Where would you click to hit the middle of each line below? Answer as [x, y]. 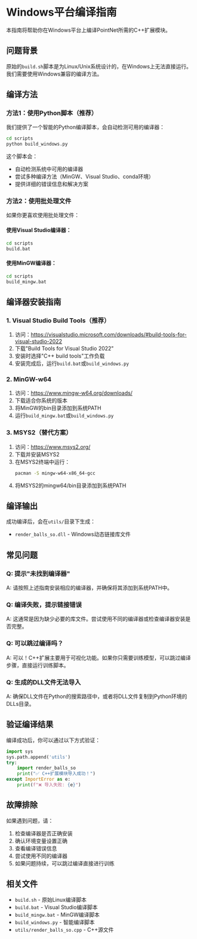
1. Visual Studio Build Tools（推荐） [58, 320]
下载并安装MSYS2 [37, 454]
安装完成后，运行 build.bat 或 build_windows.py [72, 364]
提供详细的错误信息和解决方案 [51, 184]
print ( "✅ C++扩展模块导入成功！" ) [56, 774]
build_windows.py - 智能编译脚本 [55, 922]
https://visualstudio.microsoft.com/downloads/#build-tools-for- [109, 335]
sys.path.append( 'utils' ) [38, 757]
